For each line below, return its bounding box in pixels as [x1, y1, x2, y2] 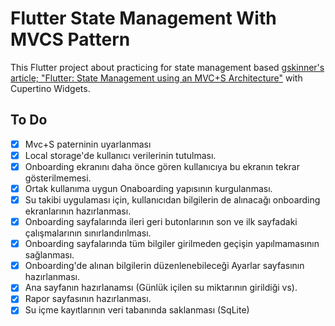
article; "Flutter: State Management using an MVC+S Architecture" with [10, 72, 303, 84]
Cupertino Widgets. [10, 82, 91, 94]
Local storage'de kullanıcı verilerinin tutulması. [24, 149, 217, 161]
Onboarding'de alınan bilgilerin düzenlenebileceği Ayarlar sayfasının [24, 260, 305, 272]
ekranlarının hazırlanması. [24, 205, 132, 217]
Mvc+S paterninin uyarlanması [24, 138, 152, 150]
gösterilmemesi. [24, 172, 92, 184]
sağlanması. [24, 249, 75, 261]
